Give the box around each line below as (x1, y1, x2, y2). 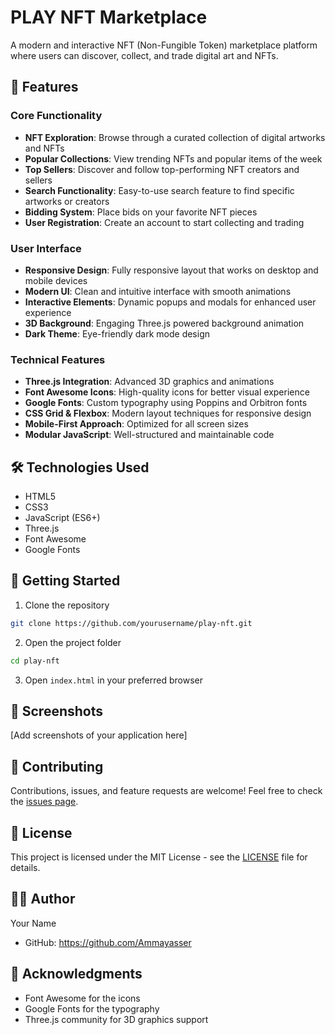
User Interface (10, 241, 82, 255)
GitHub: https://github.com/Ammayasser (24, 936, 192, 948)
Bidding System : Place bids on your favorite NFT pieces (24, 206, 258, 218)
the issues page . (10, 796, 79, 808)
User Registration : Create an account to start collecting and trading (24, 216, 305, 228)
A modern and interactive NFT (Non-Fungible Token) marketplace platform (10, 39, 318, 51)
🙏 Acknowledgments (10, 966, 143, 983)
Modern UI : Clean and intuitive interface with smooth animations (24, 285, 292, 297)
